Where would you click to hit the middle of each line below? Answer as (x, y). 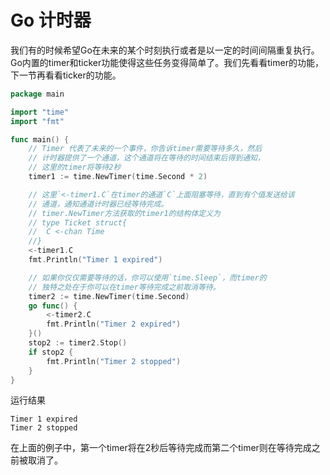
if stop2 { (51, 352)
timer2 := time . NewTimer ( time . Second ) (109, 296)
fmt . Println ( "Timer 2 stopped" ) (114, 361)
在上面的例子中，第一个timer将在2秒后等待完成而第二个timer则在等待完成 (161, 448)
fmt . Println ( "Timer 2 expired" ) (114, 324)
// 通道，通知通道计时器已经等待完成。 (98, 204)
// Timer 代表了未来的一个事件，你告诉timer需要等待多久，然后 (145, 149)
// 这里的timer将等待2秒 (75, 167)
